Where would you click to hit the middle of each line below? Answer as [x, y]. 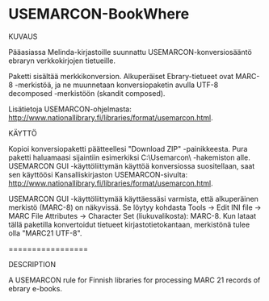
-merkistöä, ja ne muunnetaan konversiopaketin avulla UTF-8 [117, 85]
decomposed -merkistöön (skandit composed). [87, 93]
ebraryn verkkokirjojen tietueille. [62, 61]
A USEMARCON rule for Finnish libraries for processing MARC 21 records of [134, 280]
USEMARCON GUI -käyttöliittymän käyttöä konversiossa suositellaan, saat [132, 165]
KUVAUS [23, 36]
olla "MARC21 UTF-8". [45, 233]
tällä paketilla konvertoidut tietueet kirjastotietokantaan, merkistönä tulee [129, 224]
